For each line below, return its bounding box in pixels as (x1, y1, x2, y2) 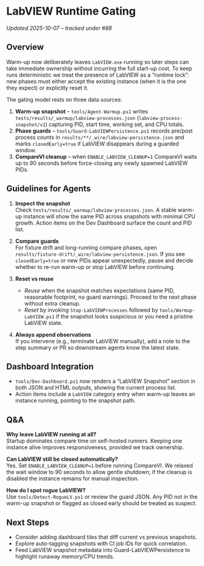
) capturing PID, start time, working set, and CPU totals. (45, 121, 185, 128)
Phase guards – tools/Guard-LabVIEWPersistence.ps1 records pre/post (15, 127, 193, 135)
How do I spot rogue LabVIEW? (6, 487, 86, 494)
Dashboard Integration (6, 361, 94, 372)
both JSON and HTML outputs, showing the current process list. (15, 384, 177, 391)
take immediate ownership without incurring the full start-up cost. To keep (6, 65, 193, 72)
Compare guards (15, 237, 59, 245)
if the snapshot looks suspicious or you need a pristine (55, 312, 193, 320)
